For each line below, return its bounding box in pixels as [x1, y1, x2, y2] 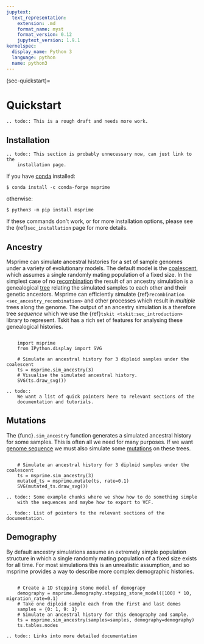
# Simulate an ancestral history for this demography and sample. [17, 612, 189, 618]
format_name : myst [17, 26, 64, 32]
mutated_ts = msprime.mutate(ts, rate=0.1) [17, 478, 130, 484]
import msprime [17, 340, 56, 346]
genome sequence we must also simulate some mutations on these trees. [6, 444, 191, 452]
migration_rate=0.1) [6, 595, 59, 602]
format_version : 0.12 [17, 32, 72, 38]
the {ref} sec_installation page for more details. [6, 224, 128, 232]
